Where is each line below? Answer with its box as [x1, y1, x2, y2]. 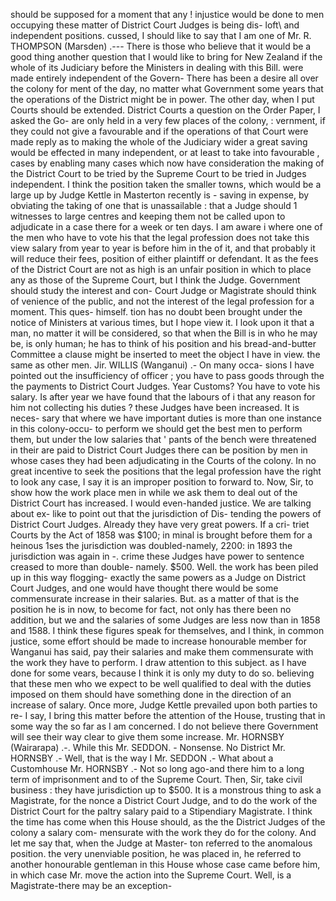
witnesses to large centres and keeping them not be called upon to [10, 210, 286, 222]
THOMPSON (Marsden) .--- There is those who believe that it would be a [10, 40, 312, 52]
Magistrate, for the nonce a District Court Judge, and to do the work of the [10, 795, 318, 806]
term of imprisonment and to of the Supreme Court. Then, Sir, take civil [10, 774, 303, 785]
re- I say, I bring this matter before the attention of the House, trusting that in [10, 710, 326, 721]
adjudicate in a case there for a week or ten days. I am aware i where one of [10, 221, 323, 233]
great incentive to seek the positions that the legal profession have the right [10, 465, 322, 477]
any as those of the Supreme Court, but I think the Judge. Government [10, 274, 301, 286]
